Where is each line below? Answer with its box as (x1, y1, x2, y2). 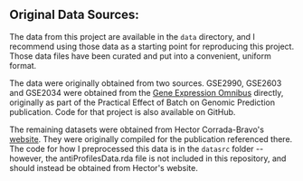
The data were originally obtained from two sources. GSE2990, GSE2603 (9, 77, 282, 89)
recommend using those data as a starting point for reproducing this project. (9, 41, 295, 52)
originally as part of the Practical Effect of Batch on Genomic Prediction (9, 97, 276, 108)
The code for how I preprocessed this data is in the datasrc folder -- (9, 143, 264, 154)
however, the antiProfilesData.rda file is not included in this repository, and (9, 153, 287, 164)
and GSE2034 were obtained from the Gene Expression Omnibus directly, (9, 87, 284, 98)
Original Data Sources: (9, 7, 140, 23)
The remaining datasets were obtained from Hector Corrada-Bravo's (9, 124, 265, 135)
